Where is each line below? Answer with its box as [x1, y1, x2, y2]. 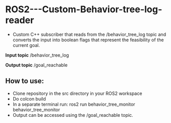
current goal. [12, 42, 40, 48]
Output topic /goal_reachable [5, 62, 68, 68]
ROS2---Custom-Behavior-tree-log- [5, 4, 162, 15]
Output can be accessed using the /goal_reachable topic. [12, 112, 134, 118]
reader [5, 14, 34, 26]
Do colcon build [12, 95, 46, 102]
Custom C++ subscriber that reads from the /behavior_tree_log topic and [12, 31, 166, 37]
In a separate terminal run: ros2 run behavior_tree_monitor [12, 101, 135, 107]
